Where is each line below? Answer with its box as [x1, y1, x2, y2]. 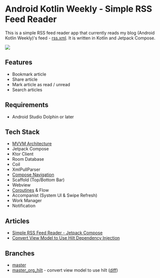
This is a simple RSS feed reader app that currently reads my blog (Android [5, 30, 155, 36]
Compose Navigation [12, 172, 54, 178]
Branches [5, 249, 35, 258]
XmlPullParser [12, 167, 40, 172]
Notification [12, 203, 35, 209]
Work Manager [12, 198, 42, 204]
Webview [12, 182, 31, 188]
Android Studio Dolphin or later [12, 113, 74, 120]
